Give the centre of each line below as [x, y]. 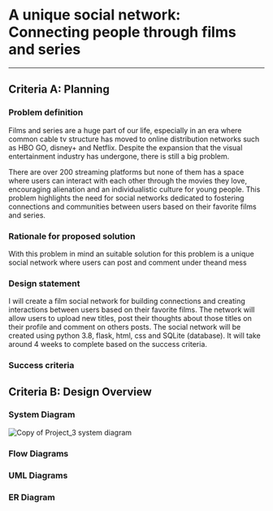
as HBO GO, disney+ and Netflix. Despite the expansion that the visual [126, 147]
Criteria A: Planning [59, 90]
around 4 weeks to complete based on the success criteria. [108, 344]
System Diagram [42, 414]
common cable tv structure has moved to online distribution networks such [134, 139]
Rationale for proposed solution [72, 236]
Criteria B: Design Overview [80, 392]
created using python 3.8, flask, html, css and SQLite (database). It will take [135, 336]
